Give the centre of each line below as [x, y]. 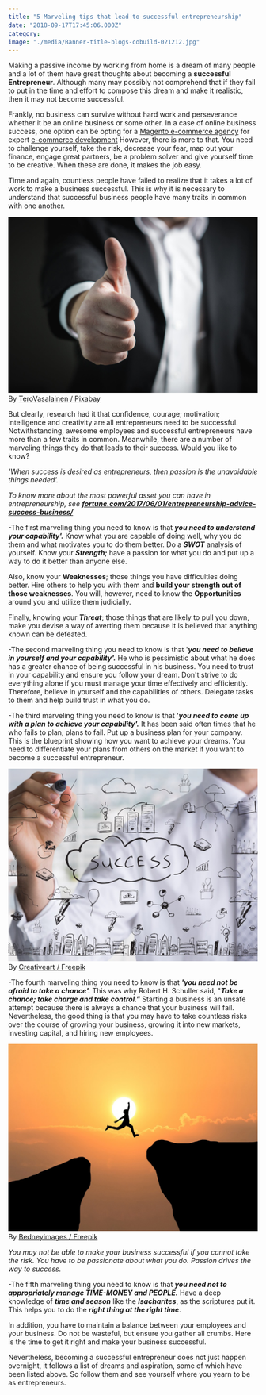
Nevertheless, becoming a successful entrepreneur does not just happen [127, 1357]
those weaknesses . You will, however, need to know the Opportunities [125, 594]
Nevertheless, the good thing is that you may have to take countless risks [128, 1016]
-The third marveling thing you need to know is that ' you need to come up [129, 716]
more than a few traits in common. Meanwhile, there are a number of [120, 440]
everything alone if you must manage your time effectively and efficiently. [128, 683]
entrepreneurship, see [44, 504]
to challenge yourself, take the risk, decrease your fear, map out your [121, 148]
